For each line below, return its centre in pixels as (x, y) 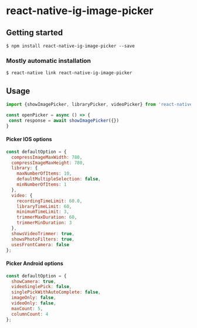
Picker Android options (35, 263)
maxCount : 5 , (27, 309)
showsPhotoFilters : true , (43, 239)
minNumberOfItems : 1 (42, 185)
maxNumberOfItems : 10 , (44, 174)
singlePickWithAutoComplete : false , (56, 292)
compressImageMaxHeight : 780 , (48, 163)
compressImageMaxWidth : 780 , (47, 157)
